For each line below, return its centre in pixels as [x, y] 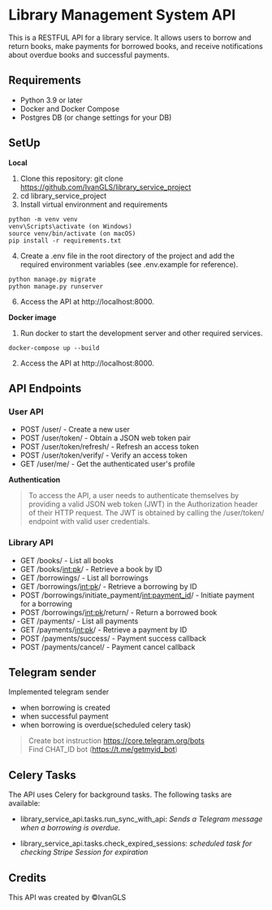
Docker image [32, 317]
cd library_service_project [63, 195]
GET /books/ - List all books [67, 560]
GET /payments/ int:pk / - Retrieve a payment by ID [104, 629]
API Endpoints [45, 388]
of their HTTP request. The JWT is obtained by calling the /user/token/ [146, 513]
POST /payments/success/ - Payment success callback [113, 638]
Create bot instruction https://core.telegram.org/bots [117, 741]
